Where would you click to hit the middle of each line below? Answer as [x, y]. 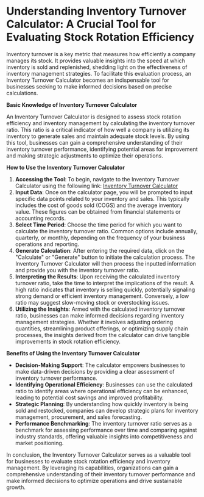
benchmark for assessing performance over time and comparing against [106, 430]
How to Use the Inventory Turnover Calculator [65, 167]
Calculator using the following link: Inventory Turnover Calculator [97, 186]
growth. [16, 487]
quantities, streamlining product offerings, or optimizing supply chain [102, 328]
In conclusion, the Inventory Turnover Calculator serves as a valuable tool [98, 455]
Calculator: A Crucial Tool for [81, 24]
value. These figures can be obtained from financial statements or [98, 211]
